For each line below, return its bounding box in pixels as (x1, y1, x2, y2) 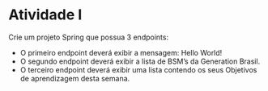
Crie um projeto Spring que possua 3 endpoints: (8, 32, 168, 42)
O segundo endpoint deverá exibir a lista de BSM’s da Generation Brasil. (19, 56, 261, 66)
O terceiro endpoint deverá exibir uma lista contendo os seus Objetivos (19, 64, 257, 74)
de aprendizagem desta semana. (19, 73, 130, 83)
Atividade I (8, 6, 83, 24)
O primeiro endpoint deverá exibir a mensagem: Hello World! (19, 48, 223, 57)
